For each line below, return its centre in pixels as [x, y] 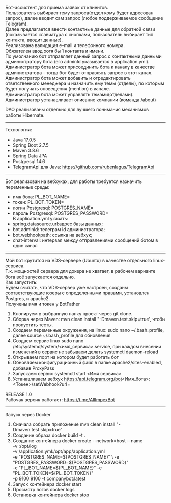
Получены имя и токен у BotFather [43, 304]
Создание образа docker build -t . [49, 435]
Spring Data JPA [30, 156]
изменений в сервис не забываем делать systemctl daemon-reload [85, 352]
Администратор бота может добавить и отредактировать [68, 78]
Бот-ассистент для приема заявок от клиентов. [57, 7]
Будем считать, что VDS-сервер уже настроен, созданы [67, 288]
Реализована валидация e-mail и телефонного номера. [65, 45]
